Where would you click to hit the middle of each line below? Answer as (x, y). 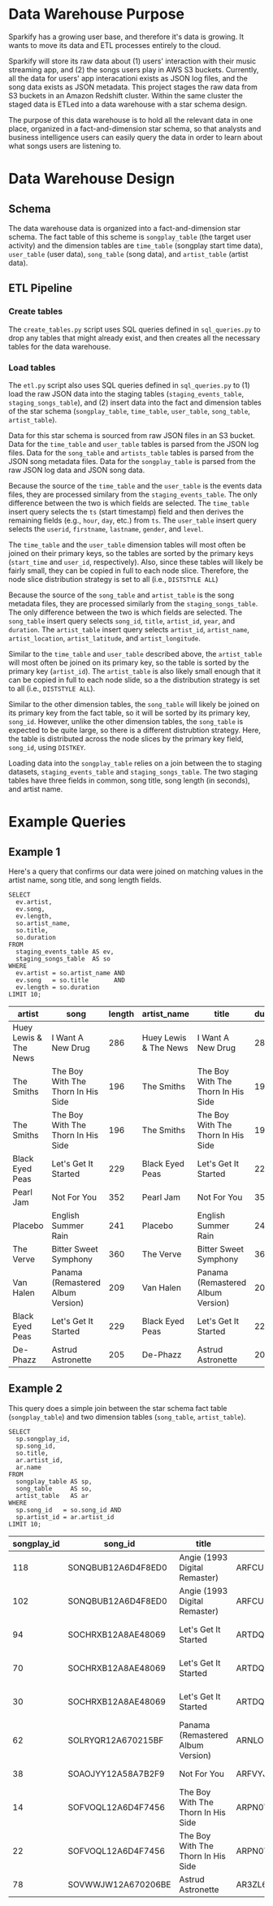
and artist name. (36, 788)
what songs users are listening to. (65, 145)
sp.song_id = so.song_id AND (69, 1510)
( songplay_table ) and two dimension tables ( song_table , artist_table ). (127, 1417)
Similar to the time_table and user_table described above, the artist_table (135, 653)
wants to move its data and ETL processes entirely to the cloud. (115, 45)
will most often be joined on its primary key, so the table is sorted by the (129, 662)
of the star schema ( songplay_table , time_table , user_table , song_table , (129, 410)
